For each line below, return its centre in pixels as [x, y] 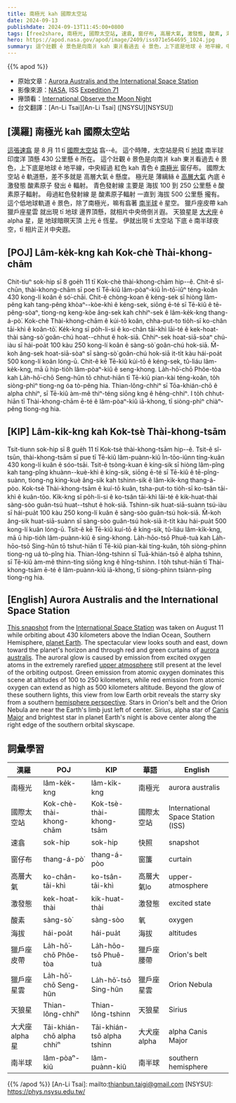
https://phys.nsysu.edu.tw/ [46, 1092]
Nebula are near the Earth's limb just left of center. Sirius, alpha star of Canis [118, 710]
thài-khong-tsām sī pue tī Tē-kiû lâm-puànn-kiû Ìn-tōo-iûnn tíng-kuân [124, 458]
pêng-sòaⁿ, [24, 312]
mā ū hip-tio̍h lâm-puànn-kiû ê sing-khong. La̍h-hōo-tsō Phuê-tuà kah [109, 538]
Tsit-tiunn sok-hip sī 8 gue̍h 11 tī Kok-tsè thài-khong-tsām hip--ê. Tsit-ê [110, 449]
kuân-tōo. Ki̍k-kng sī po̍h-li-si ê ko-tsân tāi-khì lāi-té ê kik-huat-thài [120, 497]
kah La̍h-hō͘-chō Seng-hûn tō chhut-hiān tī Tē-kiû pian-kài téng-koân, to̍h [113, 377]
